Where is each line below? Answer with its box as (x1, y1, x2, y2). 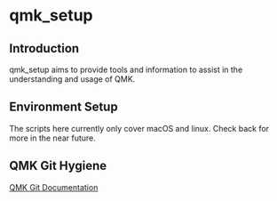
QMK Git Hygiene (9, 158, 107, 173)
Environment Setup (9, 100, 118, 115)
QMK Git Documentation (9, 181, 99, 192)
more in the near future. (9, 133, 96, 143)
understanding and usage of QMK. (9, 74, 136, 84)
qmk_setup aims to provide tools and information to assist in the (9, 64, 243, 75)
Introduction (9, 41, 80, 56)
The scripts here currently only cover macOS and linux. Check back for (9, 123, 269, 133)
